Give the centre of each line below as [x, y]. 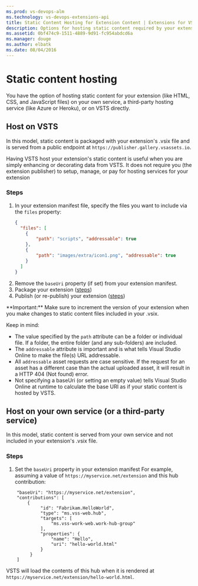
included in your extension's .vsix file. [52, 441]
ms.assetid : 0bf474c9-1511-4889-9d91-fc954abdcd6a [70, 34]
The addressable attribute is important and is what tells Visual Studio [98, 349]
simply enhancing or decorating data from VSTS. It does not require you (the [99, 165]
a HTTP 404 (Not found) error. [52, 374]
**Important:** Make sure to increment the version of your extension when [98, 307]
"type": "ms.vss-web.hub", [74, 513]
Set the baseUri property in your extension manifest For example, [94, 469]
